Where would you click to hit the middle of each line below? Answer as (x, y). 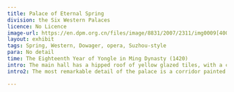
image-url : (23, 33)
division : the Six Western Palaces (59, 20)
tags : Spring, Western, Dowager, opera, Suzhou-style (87, 46)
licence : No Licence (37, 26)
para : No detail (31, 53)
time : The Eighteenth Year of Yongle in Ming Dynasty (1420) (98, 59)
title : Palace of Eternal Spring (56, 13)
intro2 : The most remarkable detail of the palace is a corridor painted (117, 71)
